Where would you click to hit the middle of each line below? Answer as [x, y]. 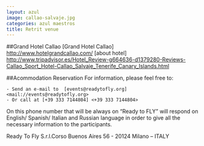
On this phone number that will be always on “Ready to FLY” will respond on [102, 112]
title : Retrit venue [33, 29]
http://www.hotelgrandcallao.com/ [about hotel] [66, 53]
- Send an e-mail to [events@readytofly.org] [67, 90]
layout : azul [23, 12]
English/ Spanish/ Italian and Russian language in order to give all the [93, 118]
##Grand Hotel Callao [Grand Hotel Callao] [60, 47]
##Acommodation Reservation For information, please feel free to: [90, 78]
